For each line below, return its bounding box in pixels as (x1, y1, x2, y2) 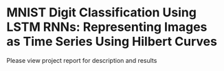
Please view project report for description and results (6, 56, 157, 64)
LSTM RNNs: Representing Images (6, 19, 208, 35)
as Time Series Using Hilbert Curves (6, 34, 218, 49)
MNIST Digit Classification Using (6, 5, 197, 20)
